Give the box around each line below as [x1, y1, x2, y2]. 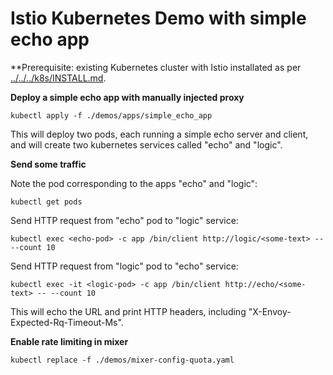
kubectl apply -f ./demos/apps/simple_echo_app [10, 110, 213, 121]
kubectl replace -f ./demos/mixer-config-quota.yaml [10, 355, 235, 365]
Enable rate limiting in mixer [10, 335, 129, 347]
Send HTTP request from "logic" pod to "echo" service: [10, 260, 239, 272]
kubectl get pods [10, 197, 83, 207]
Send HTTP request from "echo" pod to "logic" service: [10, 214, 239, 226]
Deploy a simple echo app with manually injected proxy [10, 91, 245, 103]
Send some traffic [10, 158, 87, 170]
